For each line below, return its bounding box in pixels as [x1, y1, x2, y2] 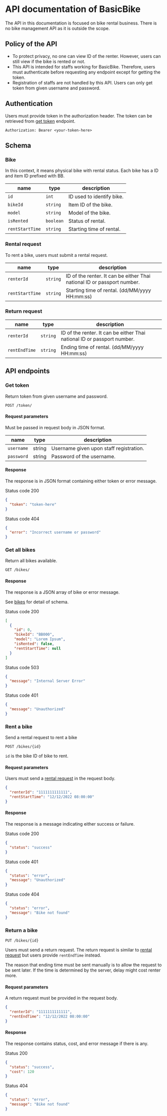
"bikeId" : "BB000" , [14, 632, 55, 637]
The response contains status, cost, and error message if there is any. [5, 1041, 149, 1047]
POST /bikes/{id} [5, 744, 41, 749]
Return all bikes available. [5, 558, 58, 564]
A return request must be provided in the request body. [5, 995, 118, 1001]
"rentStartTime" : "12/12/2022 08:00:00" [9, 795, 94, 800]
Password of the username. [51, 453, 116, 460]
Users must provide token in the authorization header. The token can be [5, 112, 153, 118]
